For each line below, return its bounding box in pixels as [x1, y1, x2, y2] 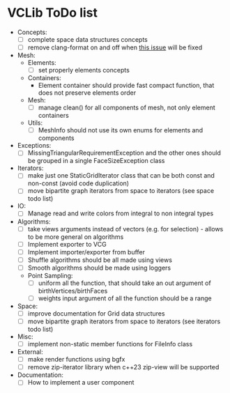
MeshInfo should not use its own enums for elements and [38, 126, 204, 134]
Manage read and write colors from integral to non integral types [27, 209, 214, 217]
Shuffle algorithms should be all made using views [27, 256, 173, 264]
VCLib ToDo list [7, 5, 98, 21]
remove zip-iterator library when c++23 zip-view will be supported [27, 363, 220, 371]
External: [17, 348, 43, 356]
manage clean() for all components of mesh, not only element [38, 103, 216, 112]
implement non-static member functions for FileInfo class [27, 340, 193, 348]
